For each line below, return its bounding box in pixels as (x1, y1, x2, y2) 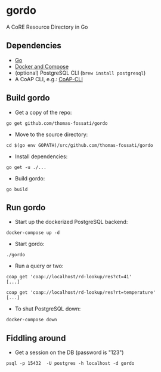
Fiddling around (6, 333, 66, 343)
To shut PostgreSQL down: (14, 305, 81, 312)
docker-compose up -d (6, 230, 60, 236)
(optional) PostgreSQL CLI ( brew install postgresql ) (14, 69, 146, 76)
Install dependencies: (14, 153, 68, 160)
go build (6, 186, 28, 192)
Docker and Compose (14, 63, 69, 70)
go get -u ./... (6, 164, 47, 170)
